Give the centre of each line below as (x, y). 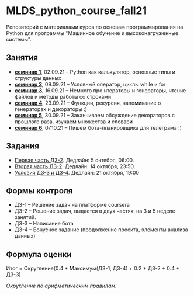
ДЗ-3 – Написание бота (44, 224)
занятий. (25, 217)
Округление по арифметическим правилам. (61, 286)
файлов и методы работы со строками (63, 96)
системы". (19, 39)
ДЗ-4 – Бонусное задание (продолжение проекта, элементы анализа (101, 230)
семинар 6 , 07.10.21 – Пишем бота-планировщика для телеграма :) (98, 127)
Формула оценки (39, 254)
